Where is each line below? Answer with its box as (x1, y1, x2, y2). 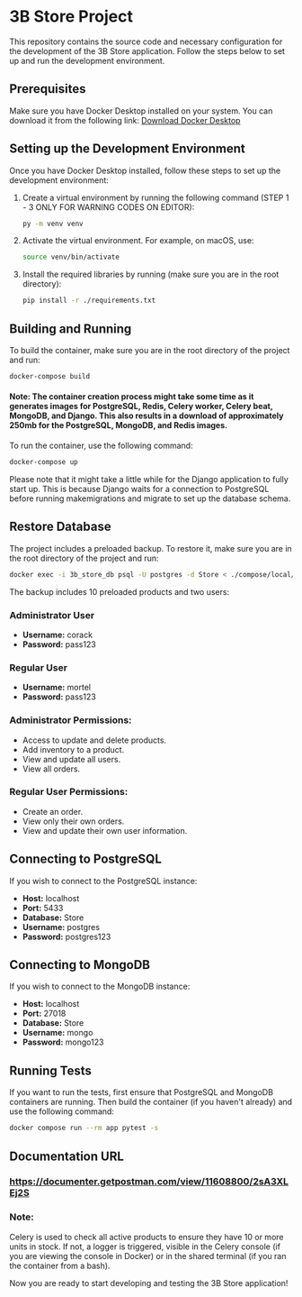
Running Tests (9, 1063, 92, 1078)
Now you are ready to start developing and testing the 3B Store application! (9, 1277, 289, 1288)
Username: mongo (22, 1028, 93, 1038)
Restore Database (9, 519, 111, 534)
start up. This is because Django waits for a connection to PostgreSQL (9, 483, 270, 494)
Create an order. (22, 806, 84, 817)
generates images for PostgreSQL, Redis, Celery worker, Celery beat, (9, 401, 273, 412)
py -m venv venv (22, 219, 84, 228)
